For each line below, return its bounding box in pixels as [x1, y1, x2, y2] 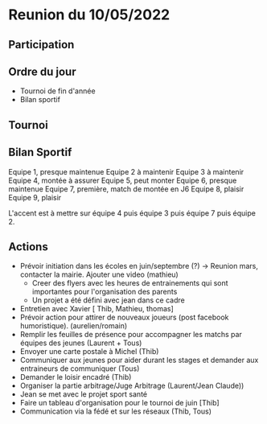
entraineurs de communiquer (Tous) [19, 364, 140, 373]
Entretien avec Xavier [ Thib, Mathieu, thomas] [19, 304, 175, 314]
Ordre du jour [8, 64, 76, 78]
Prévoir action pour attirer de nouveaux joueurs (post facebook [19, 312, 229, 323]
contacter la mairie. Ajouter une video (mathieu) [19, 270, 179, 279]
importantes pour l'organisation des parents [31, 287, 178, 297]
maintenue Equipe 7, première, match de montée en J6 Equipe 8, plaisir [8, 183, 244, 194]
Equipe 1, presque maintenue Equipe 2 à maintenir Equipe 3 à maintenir [8, 167, 244, 176]
